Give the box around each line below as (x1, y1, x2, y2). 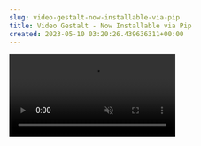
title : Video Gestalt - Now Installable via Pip (9, 21, 192, 30)
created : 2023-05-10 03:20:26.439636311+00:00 (9, 29, 184, 38)
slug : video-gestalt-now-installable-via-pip (9, 12, 180, 22)
